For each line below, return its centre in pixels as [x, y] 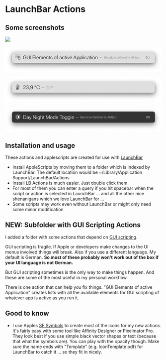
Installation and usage [40, 145]
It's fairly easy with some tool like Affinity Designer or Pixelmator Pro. [83, 331]
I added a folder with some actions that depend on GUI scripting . [71, 237]
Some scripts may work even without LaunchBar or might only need [82, 204]
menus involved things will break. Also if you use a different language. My [81, 252]
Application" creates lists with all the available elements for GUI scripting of [82, 292]
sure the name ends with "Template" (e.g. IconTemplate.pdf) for [78, 347]
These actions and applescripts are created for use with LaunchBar [74, 157]
